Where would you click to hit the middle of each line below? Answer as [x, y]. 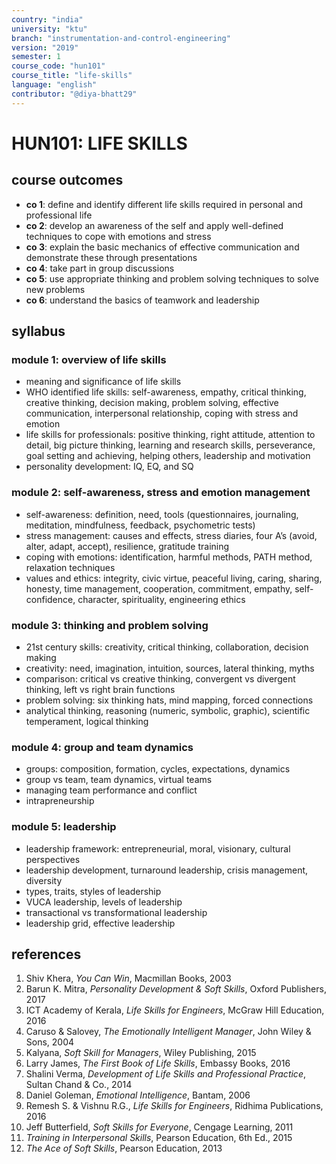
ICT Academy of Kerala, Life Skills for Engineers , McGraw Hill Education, [175, 1010]
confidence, [50, 599]
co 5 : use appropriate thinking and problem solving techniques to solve [172, 278]
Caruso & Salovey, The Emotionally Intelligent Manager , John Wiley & [168, 1032]
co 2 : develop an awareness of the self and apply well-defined [154, 225]
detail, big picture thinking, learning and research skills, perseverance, [170, 445]
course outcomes [67, 180]
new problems [55, 289]
